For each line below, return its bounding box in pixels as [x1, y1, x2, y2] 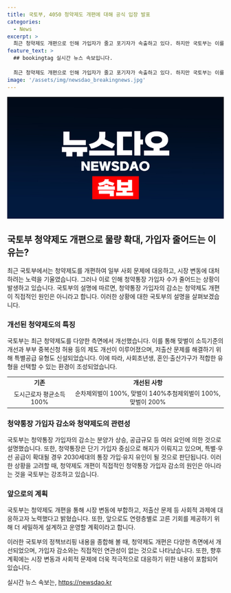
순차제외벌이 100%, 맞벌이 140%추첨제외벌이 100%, [74, 389, 221, 397]
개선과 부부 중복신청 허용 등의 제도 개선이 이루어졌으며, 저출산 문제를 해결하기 [7, 345, 214, 354]
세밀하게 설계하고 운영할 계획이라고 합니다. [21, 523, 136, 532]
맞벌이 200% [129, 398, 166, 406]
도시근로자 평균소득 [13, 390, 66, 398]
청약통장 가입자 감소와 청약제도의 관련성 [7, 419, 131, 428]
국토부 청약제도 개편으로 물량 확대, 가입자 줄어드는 [7, 234, 206, 246]
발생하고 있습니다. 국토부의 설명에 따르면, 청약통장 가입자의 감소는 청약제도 [7, 283, 208, 292]
